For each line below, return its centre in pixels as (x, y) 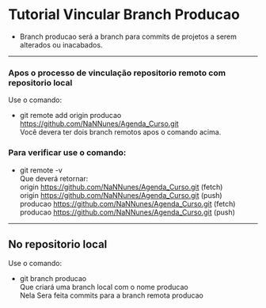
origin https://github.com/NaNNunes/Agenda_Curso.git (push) (121, 195)
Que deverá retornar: (54, 178)
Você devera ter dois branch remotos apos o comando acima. (120, 132)
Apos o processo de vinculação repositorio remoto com (117, 73)
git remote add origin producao (70, 116)
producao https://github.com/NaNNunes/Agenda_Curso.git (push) (127, 212)
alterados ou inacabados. (61, 44)
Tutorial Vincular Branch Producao (124, 15)
